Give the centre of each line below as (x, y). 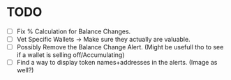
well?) (25, 70)
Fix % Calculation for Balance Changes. (74, 31)
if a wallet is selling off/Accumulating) (70, 55)
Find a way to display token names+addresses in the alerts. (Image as (117, 63)
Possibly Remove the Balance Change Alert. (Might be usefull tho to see (120, 47)
